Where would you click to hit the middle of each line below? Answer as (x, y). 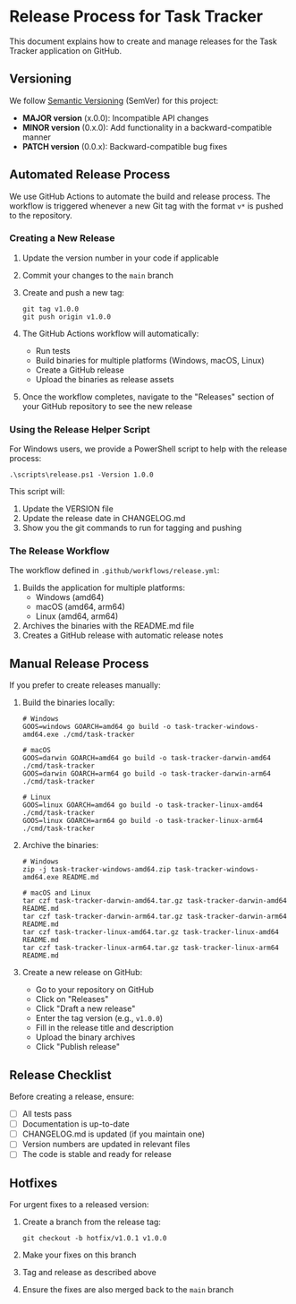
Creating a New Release (62, 238)
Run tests (53, 350)
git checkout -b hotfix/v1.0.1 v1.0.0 (94, 1239)
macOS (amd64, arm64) (80, 607)
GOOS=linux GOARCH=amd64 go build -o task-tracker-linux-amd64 (143, 805)
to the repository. (41, 215)
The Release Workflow (59, 551)
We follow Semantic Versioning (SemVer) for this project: (114, 100)
